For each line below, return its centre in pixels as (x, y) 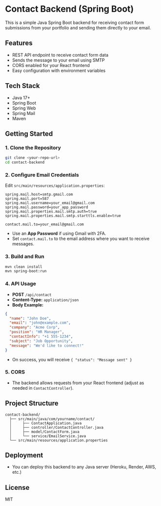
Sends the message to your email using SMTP (58, 60)
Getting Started (29, 134)
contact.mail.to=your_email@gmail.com (44, 224)
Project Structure (32, 404)
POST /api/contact (32, 294)
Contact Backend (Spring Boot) (70, 9)
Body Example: (28, 305)
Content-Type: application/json (45, 300)
